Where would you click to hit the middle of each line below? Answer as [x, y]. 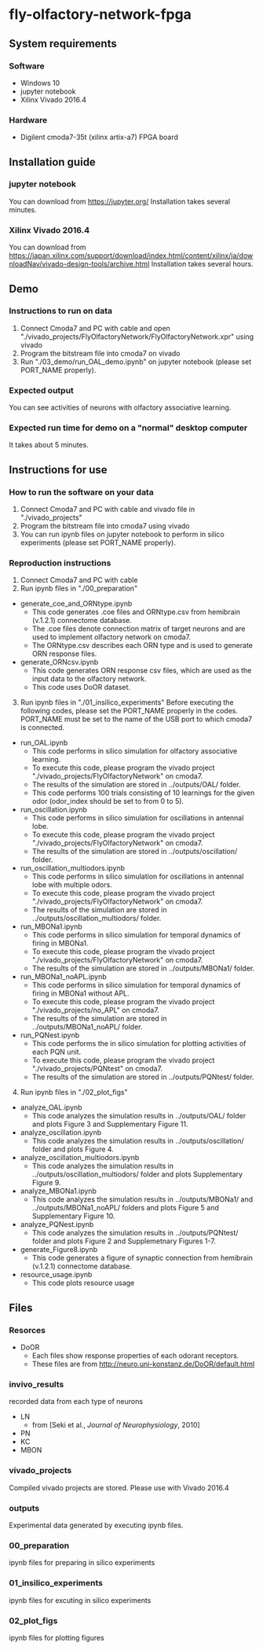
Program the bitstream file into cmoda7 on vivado [100, 353]
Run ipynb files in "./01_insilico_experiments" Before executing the [127, 702]
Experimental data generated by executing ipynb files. [96, 1525]
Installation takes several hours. [202, 264]
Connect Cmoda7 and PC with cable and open [95, 328]
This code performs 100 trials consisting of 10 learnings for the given [143, 793]
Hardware [28, 120]
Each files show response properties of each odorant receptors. [135, 1356]
